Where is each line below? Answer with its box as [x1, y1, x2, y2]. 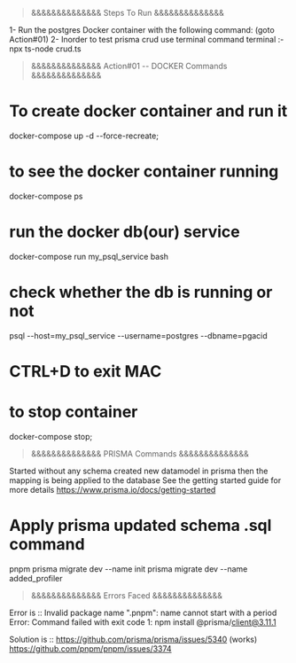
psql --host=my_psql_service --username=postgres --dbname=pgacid [9, 330, 268, 340]
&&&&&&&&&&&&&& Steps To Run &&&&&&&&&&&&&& [30, 8, 224, 18]
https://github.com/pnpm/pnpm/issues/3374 [9, 643, 172, 654]
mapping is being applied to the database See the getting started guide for [9, 474, 282, 486]
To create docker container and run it [9, 101, 288, 121]
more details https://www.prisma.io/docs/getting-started [9, 484, 216, 495]
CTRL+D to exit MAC [9, 361, 162, 381]
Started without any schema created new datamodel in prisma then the [9, 465, 269, 476]
